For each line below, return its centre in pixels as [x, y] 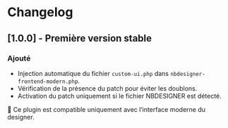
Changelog [40, 12]
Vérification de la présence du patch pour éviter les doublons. [107, 88]
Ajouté [19, 58]
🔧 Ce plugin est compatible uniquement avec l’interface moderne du [107, 109]
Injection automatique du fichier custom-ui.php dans [93, 73]
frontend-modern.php [48, 82]
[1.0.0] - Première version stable [80, 38]
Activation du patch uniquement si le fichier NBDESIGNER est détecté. [120, 96]
